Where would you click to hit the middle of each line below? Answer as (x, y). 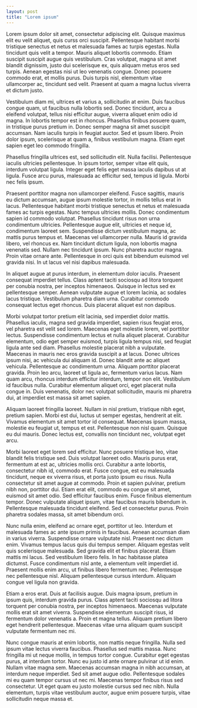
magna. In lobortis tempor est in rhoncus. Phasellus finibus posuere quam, (96, 120)
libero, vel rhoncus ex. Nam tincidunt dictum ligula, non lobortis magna (92, 243)
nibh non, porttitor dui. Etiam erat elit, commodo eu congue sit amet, (89, 489)
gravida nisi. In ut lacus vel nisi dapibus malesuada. (68, 262)
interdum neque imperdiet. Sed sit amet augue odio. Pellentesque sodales (96, 674)
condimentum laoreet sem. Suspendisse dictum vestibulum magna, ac (91, 231)
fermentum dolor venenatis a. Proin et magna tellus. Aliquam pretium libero (97, 618)
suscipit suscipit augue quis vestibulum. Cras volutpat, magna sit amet (91, 59)
